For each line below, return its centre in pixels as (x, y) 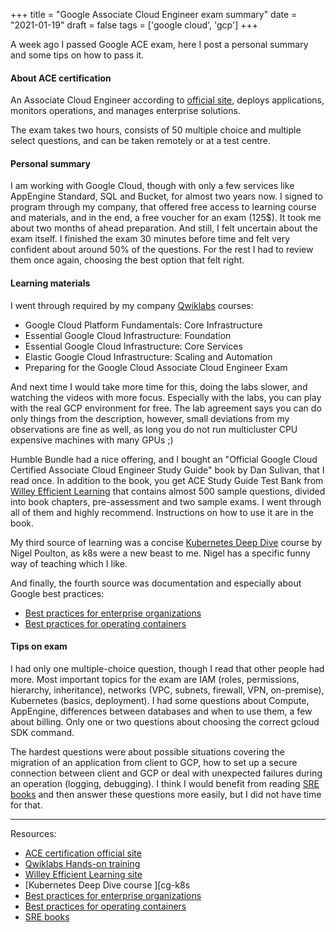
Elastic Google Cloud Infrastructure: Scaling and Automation (148, 356)
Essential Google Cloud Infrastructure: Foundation (128, 335)
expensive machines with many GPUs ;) (92, 440)
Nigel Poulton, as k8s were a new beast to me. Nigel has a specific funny (160, 553)
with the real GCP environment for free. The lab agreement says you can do (166, 408)
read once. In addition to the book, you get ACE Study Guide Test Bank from (167, 480)
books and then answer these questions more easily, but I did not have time (166, 794)
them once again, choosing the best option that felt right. (127, 260)
